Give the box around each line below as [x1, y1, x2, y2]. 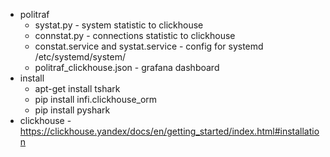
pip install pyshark [34, 104, 111, 116]
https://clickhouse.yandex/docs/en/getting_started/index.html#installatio [19, 125, 320, 137]
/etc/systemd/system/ [34, 51, 126, 63]
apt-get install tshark [34, 83, 121, 94]
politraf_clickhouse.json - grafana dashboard [34, 62, 220, 73]
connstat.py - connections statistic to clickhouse [34, 30, 236, 41]
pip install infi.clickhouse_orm [34, 94, 158, 105]
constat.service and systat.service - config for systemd [34, 40, 264, 52]
